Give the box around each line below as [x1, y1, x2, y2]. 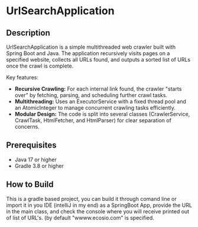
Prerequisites [6, 140, 57, 151]
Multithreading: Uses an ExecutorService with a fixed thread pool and [14, 98, 186, 105]
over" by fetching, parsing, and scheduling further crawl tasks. [14, 92, 167, 98]
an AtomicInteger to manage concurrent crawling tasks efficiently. [14, 104, 176, 111]
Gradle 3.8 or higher [14, 162, 64, 170]
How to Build [6, 180, 54, 190]
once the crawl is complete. [6, 62, 74, 69]
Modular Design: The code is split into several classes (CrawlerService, [14, 111, 190, 117]
